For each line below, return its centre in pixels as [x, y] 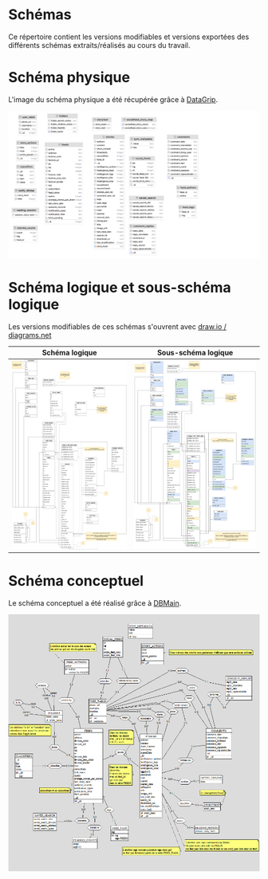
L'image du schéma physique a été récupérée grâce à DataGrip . [113, 99]
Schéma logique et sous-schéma [120, 287]
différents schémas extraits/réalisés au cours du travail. [99, 45]
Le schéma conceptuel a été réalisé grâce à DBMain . [95, 603]
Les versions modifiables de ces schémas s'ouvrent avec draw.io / [118, 326]
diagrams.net [30, 335]
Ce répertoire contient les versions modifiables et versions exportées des [129, 37]
